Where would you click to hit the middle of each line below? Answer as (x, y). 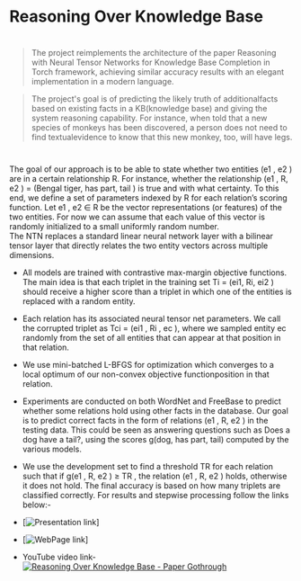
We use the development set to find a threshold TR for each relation (148, 466)
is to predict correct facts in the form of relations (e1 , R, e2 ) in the (145, 420)
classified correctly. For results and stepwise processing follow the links (155, 495)
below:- (36, 505)
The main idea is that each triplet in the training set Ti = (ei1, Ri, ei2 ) (148, 282)
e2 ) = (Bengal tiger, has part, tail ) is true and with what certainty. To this (144, 188)
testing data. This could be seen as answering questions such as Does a (156, 430)
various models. (52, 449)
